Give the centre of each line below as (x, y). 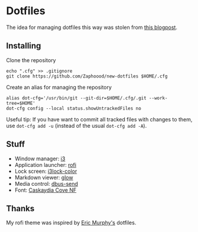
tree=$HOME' (21, 103)
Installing (24, 46)
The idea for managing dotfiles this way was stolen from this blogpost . (92, 27)
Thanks (20, 208)
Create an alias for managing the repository (59, 87)
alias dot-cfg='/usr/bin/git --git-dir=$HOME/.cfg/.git (76, 98)
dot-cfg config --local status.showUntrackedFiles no (74, 108)
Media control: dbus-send (46, 183)
